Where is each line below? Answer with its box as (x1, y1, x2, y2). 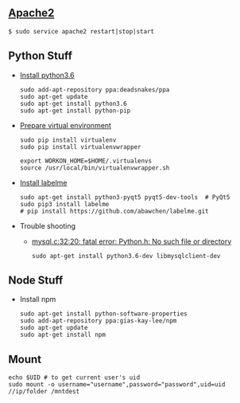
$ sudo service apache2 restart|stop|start (8, 27, 155, 35)
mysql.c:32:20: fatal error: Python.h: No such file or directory (31, 237, 232, 246)
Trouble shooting (19, 221, 76, 230)
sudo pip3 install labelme (19, 200, 110, 208)
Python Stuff (8, 49, 73, 63)
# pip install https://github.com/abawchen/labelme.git (19, 207, 209, 215)
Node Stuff (8, 274, 64, 288)
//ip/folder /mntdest (8, 388, 80, 396)
